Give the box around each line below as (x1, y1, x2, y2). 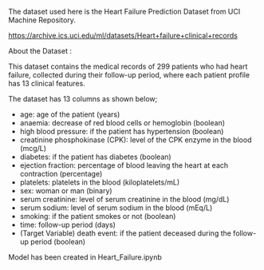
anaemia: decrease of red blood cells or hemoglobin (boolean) (19, 118, 226, 127)
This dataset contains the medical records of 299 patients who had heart (8, 62, 248, 71)
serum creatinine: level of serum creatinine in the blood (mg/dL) (19, 195, 230, 204)
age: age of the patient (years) (19, 109, 120, 119)
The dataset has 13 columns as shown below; (8, 94, 158, 103)
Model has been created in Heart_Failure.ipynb (8, 252, 162, 262)
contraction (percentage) (19, 169, 103, 178)
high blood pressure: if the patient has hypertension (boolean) (19, 127, 224, 136)
